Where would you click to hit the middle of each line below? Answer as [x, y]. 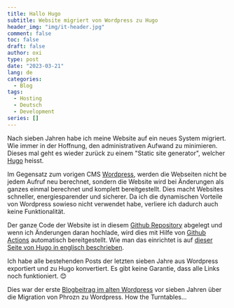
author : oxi [25, 53]
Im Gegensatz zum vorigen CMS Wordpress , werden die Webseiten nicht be [117, 174]
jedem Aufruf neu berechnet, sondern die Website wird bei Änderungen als [116, 181]
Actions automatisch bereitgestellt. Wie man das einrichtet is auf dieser [110, 240]
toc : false [23, 40]
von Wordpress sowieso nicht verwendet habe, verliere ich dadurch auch [113, 203]
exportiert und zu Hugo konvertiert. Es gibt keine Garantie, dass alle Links [113, 268]
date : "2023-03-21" [36, 66]
